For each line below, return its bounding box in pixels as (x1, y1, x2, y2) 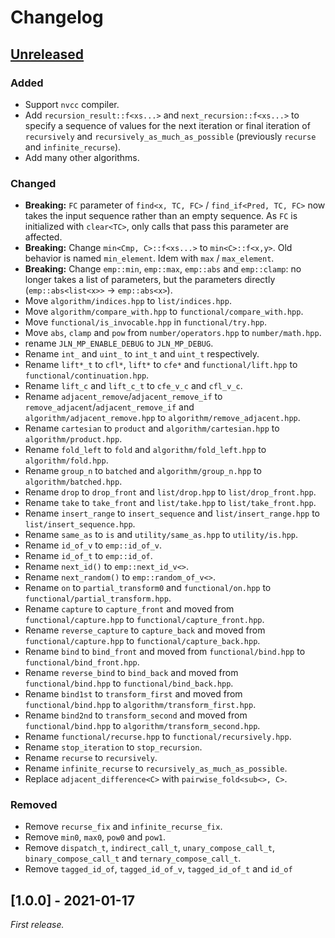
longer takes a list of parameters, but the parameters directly (24, 274, 276, 286)
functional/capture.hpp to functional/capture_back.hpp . (24, 635, 261, 647)
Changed (10, 176, 57, 190)
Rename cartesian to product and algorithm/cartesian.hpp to (24, 422, 280, 435)
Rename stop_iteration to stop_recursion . (24, 741, 203, 753)
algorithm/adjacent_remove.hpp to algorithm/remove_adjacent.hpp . (24, 412, 301, 424)
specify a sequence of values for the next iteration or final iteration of (24, 119, 311, 131)
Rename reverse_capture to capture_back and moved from (24, 624, 266, 636)
